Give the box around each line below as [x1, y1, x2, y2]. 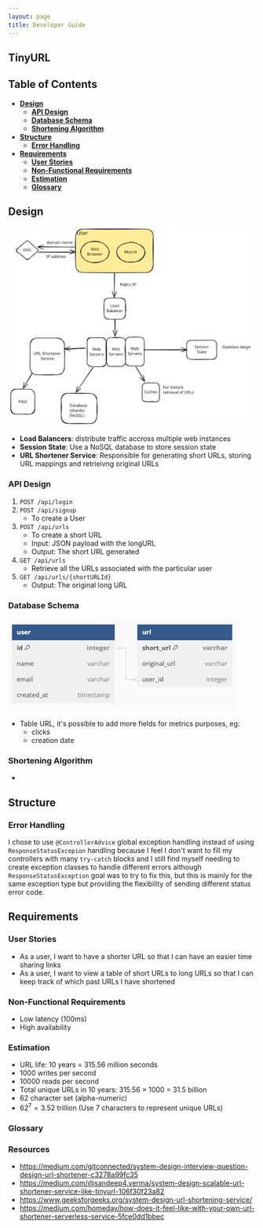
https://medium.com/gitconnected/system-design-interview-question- [19, 1162, 249, 1171]
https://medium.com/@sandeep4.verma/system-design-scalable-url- [19, 1178, 245, 1188]
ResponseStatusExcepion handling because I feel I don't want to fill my [8, 846, 233, 855]
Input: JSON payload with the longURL [31, 539, 156, 548]
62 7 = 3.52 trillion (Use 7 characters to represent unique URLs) [19, 1101, 224, 1112]
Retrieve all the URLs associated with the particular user [31, 563, 213, 573]
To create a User [31, 513, 86, 523]
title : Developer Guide [8, 20, 86, 29]
